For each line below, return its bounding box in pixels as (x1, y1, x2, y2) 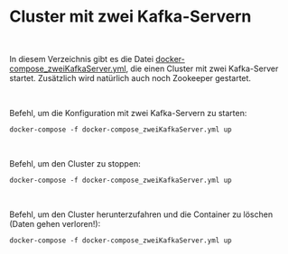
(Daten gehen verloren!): (9, 218, 101, 229)
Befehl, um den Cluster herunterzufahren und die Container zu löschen (9, 209, 274, 220)
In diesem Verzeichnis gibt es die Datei (9, 53, 154, 64)
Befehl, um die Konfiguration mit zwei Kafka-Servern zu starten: (9, 107, 247, 118)
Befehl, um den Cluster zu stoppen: (9, 158, 142, 168)
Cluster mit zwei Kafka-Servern (9, 6, 252, 27)
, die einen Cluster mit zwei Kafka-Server (125, 63, 279, 74)
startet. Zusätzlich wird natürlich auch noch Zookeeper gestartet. (9, 72, 251, 83)
